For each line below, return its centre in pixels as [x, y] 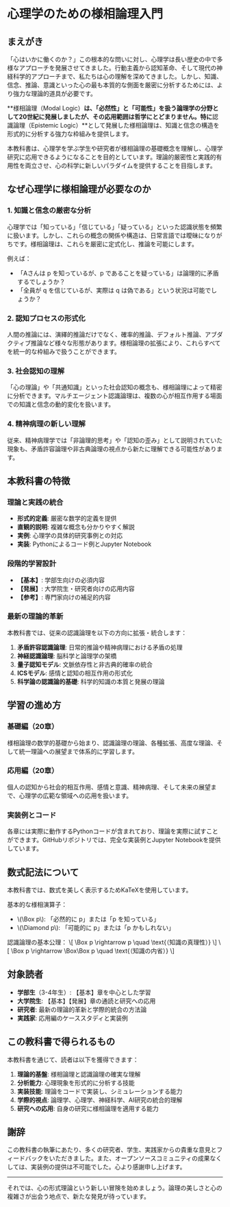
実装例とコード [32, 815]
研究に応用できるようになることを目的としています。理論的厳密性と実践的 [112, 157]
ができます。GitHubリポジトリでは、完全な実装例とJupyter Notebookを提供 [114, 840]
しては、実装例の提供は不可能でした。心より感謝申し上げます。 [97, 1167]
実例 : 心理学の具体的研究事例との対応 [70, 536]
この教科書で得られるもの [61, 1042]
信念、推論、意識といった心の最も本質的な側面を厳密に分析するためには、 [112, 85]
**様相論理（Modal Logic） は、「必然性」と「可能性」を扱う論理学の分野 [110, 108]
